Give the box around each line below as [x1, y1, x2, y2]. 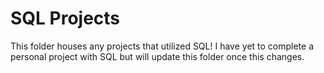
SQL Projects [10, 7, 121, 30]
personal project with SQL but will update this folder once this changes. [10, 50, 305, 62]
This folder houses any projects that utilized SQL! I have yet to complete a [10, 40, 315, 52]
